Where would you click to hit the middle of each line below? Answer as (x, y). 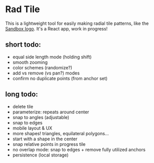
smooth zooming (30, 62)
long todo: (22, 94)
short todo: (23, 45)
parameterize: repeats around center (51, 112)
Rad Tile (23, 9)
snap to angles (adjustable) (41, 117)
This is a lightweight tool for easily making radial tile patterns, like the (77, 23)
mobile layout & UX (32, 128)
